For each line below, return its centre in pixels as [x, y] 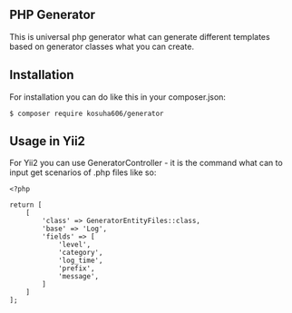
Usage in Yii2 [48, 141]
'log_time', [80, 261]
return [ [26, 205]
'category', [80, 253]
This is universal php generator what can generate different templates [140, 36]
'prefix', [76, 269]
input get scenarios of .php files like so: [83, 172]
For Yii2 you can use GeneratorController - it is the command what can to [146, 163]
